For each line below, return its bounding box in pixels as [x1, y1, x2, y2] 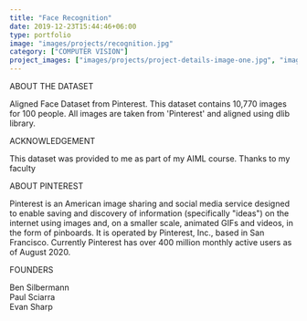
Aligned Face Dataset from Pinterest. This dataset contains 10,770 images [9, 98, 288, 109]
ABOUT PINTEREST [9, 181, 84, 192]
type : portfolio [9, 30, 71, 39]
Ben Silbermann [9, 282, 70, 293]
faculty [9, 163, 37, 173]
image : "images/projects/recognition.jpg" [9, 38, 174, 48]
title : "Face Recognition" [9, 13, 112, 23]
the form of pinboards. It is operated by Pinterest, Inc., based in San [9, 227, 265, 238]
